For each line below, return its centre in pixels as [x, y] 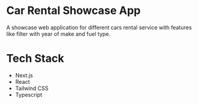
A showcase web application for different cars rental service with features [99, 27]
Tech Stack [35, 59]
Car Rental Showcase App [74, 11]
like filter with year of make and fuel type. [58, 33]
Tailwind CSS [32, 88]
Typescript [29, 94]
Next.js [24, 75]
